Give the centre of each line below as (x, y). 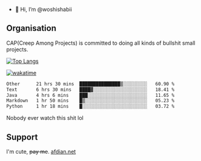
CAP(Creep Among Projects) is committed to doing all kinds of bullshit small (101, 43)
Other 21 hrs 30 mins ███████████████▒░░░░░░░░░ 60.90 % (90, 84)
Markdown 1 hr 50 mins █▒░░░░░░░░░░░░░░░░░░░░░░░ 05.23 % (90, 101)
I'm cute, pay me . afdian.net (41, 152)
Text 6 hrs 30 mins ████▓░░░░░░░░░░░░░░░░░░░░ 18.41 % (90, 90)
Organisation (31, 28)
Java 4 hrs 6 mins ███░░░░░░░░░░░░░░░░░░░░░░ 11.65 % (90, 95)
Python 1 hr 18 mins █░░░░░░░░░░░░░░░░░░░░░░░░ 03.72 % (90, 107)
